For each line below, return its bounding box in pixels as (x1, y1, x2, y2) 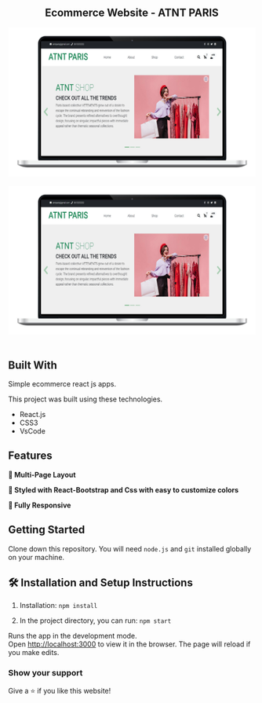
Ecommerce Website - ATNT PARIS (44, 6, 220, 20)
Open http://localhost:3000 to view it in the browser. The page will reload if (8, 639, 251, 649)
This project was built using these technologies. (8, 394, 163, 404)
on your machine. (8, 552, 65, 562)
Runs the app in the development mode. (8, 632, 137, 641)
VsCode (19, 427, 45, 435)
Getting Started (8, 523, 86, 536)
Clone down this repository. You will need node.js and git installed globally (8, 544, 252, 553)
